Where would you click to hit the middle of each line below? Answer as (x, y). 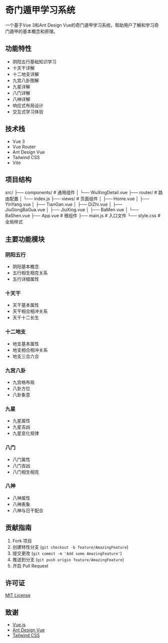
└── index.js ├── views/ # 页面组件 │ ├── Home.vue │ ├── (86, 199)
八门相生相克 (25, 472)
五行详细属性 (25, 279)
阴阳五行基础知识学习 (34, 62)
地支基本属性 (25, 344)
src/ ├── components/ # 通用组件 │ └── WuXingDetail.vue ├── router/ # (81, 193)
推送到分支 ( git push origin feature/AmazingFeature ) (68, 559)
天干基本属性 (25, 305)
